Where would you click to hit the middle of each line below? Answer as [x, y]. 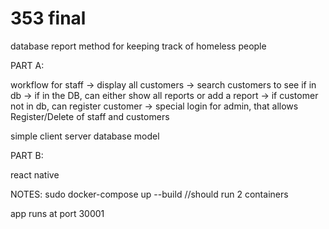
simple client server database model [85, 136]
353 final [48, 18]
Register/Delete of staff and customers [90, 116]
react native [35, 174]
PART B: [27, 155]
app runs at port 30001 [57, 213]
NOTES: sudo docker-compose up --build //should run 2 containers [149, 194]
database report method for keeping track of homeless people [138, 46]
